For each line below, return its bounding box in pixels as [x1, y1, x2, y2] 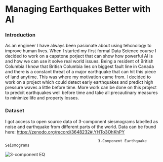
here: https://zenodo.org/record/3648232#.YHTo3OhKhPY [5, 129, 125, 135]
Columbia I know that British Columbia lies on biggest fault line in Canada [5, 64, 154, 69]
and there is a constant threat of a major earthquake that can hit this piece [5, 69, 156, 75]
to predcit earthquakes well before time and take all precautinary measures [5, 90, 158, 96]
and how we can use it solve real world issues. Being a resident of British [5, 58, 154, 65]
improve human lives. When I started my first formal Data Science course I [5, 48, 157, 54]
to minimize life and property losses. [5, 95, 79, 101]
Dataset [5, 107, 25, 114]
